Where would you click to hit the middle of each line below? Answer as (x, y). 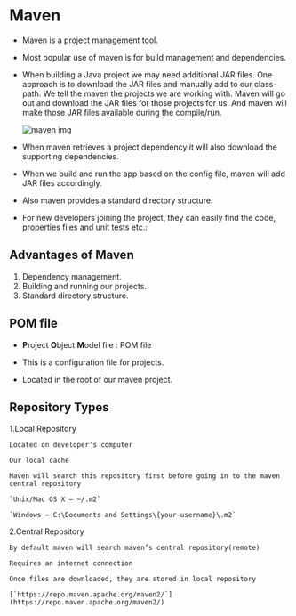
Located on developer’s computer (71, 445)
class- (265, 84)
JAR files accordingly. (62, 182)
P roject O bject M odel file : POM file (87, 344)
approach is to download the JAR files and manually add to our (137, 84)
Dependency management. (72, 276)
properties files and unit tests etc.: (85, 227)
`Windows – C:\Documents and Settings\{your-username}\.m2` (123, 515)
